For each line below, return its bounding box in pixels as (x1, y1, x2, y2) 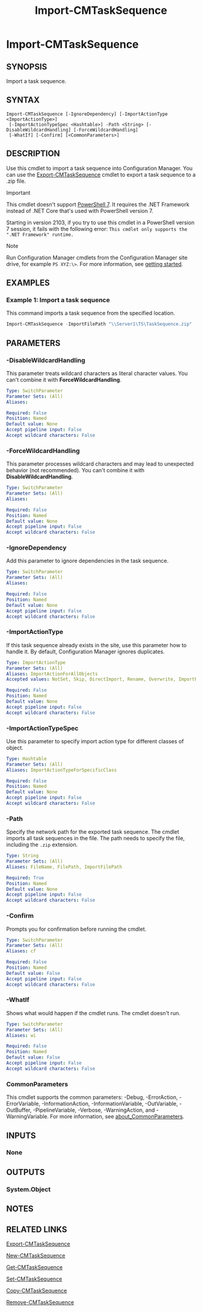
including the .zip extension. (6, 841, 78, 848)
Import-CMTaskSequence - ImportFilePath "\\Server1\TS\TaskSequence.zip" (6, 321, 192, 328)
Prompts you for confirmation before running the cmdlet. (6, 925, 147, 933)
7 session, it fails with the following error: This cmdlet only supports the (6, 225, 188, 232)
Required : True (6, 875, 44, 881)
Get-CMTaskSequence (6, 1263, 63, 1270)
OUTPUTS (6, 1167, 45, 1177)
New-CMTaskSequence (6, 1252, 66, 1259)
